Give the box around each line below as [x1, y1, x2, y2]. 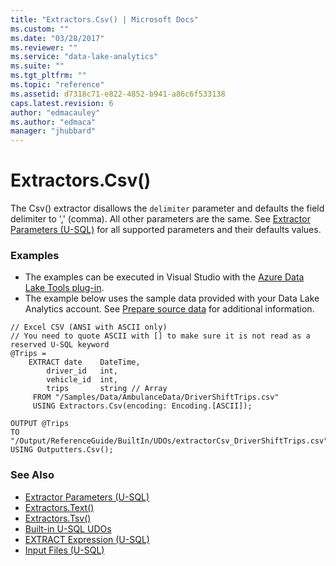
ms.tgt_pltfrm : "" [10, 71, 87, 81]
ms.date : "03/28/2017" [10, 33, 105, 43]
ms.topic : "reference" [10, 80, 105, 90]
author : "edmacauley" [10, 107, 101, 118]
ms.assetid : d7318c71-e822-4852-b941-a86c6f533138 [10, 89, 226, 99]
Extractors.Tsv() [24, 512, 92, 524]
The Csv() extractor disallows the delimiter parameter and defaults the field [10, 202, 325, 215]
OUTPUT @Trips [10, 419, 70, 429]
